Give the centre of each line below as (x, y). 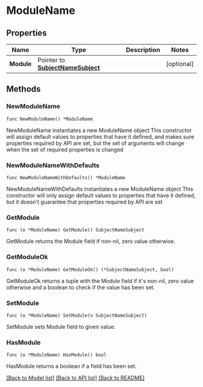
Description (143, 50)
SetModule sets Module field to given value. (61, 326)
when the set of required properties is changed (65, 150)
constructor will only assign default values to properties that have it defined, (101, 195)
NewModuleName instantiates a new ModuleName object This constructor (99, 130)
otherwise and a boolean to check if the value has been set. (81, 287)
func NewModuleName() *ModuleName (50, 119)
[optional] (180, 64)
